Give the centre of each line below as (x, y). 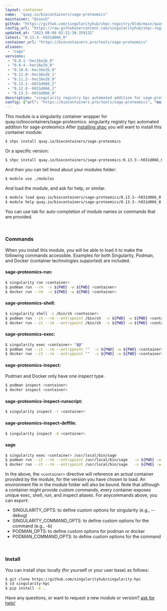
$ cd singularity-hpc (28, 584)
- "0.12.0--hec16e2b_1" (32, 75)
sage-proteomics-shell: (30, 303)
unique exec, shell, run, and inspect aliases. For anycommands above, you (81, 495)
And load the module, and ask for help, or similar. (55, 188)
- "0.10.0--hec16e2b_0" (32, 70)
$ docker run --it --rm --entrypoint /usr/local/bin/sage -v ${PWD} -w (83, 465)
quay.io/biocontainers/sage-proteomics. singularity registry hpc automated (82, 122)
